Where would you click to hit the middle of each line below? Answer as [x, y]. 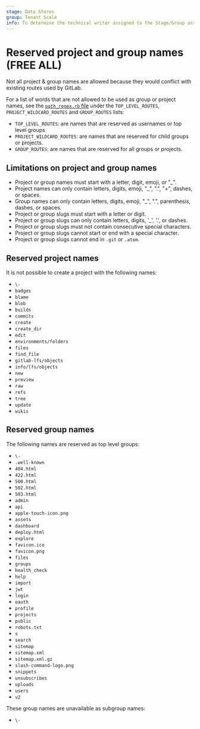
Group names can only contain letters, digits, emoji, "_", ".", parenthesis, [103, 201]
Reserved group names [50, 430]
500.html [26, 481]
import [23, 583]
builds [23, 310]
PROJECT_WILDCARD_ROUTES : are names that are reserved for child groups [102, 136]
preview [24, 380]
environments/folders [41, 342]
